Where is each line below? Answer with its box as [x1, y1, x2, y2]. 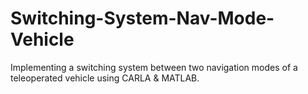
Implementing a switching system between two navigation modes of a [10, 61, 298, 73]
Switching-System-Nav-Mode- [10, 7, 275, 30]
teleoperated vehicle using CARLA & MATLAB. [10, 72, 200, 84]
